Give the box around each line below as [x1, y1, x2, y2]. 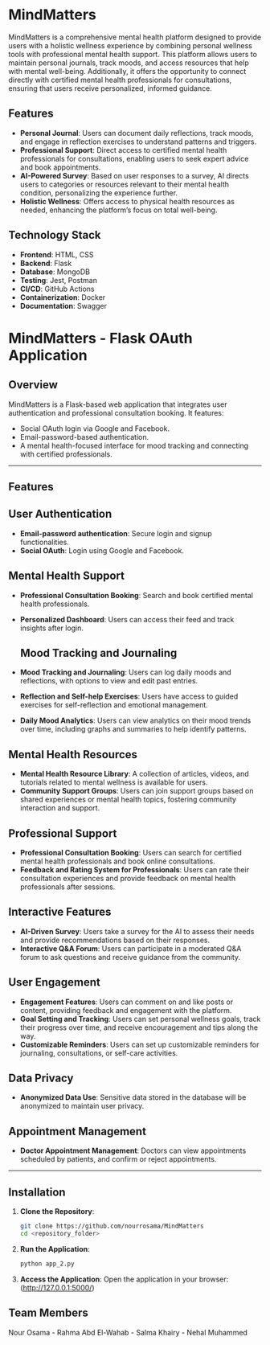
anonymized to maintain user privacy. [19, 1101, 145, 1111]
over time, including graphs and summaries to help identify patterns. [19, 724, 247, 734]
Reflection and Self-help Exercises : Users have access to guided [19, 691, 239, 701]
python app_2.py [19, 1260, 75, 1268]
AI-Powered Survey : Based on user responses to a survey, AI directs [19, 170, 249, 180]
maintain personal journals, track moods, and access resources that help [8, 58, 249, 68]
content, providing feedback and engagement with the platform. [19, 1005, 232, 1015]
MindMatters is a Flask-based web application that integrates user [8, 400, 227, 409]
